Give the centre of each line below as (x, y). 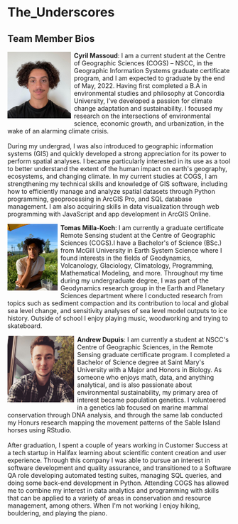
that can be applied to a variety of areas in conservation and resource (109, 498)
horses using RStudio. (39, 430)
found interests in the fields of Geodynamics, (126, 258)
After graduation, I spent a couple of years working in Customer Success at (118, 445)
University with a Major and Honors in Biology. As (150, 370)
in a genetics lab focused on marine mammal (142, 408)
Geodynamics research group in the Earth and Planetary (142, 288)
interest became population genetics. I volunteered (151, 400)
